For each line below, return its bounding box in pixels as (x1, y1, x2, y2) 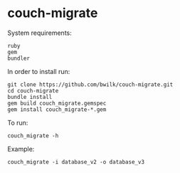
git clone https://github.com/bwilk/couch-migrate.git (7, 80, 174, 88)
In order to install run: (7, 67, 70, 75)
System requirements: (7, 28, 73, 37)
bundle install (7, 93, 53, 100)
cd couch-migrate (7, 87, 59, 94)
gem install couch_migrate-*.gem (7, 105, 107, 113)
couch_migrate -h (7, 132, 59, 140)
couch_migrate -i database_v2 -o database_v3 (7, 158, 144, 165)
